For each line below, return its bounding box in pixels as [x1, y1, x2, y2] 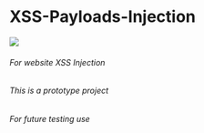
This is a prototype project [9, 85, 109, 97]
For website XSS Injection [9, 56, 106, 67]
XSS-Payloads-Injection [9, 6, 196, 27]
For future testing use [9, 113, 91, 124]
